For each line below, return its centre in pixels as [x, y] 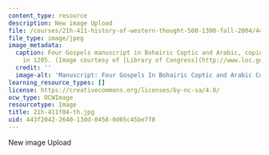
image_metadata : [35, 46]
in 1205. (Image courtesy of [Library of [92, 61]
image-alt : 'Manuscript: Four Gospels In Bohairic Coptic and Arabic [134, 75]
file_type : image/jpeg [46, 38]
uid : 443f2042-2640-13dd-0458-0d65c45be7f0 [82, 120]
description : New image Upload [60, 23]
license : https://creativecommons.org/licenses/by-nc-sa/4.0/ [114, 90]
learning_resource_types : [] [57, 82]
